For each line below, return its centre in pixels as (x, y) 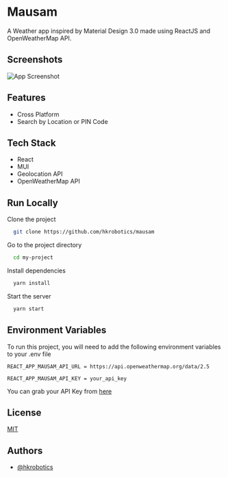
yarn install (32, 283)
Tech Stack (31, 143)
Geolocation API (40, 174)
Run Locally (33, 203)
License (24, 413)
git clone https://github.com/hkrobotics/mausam (84, 232)
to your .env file (29, 354)
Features (26, 98)
